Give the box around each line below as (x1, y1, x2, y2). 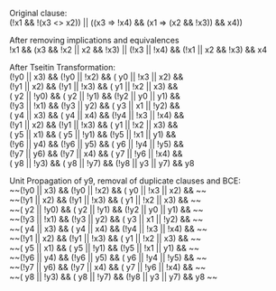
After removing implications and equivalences (9, 35, 179, 45)
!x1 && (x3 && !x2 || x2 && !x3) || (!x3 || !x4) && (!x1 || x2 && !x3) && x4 (9, 44, 268, 55)
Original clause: (9, 8, 68, 18)
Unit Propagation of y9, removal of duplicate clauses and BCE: (9, 175, 241, 186)
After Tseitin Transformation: (9, 62, 115, 72)
